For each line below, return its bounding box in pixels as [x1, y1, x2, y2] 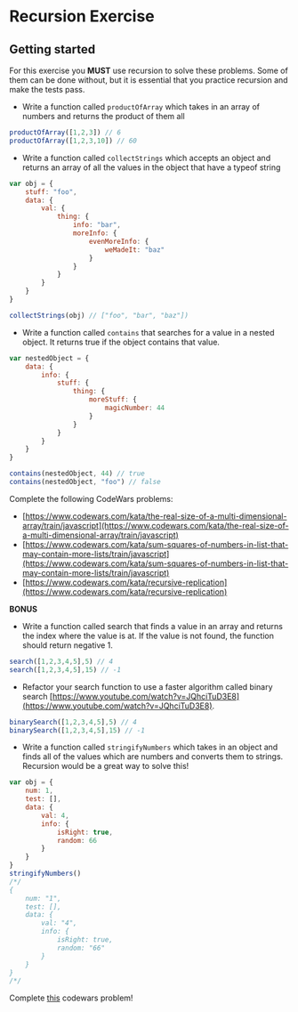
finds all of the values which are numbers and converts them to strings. [21, 751, 284, 762]
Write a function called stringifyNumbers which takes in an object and [21, 741, 278, 753]
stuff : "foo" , [25, 187, 77, 197]
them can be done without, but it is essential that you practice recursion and [9, 75, 288, 85]
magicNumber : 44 [104, 403, 165, 412]
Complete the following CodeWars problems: [9, 493, 173, 504]
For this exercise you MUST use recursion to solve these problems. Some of [9, 65, 289, 76]
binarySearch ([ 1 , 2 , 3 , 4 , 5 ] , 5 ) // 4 [9, 717, 138, 726]
